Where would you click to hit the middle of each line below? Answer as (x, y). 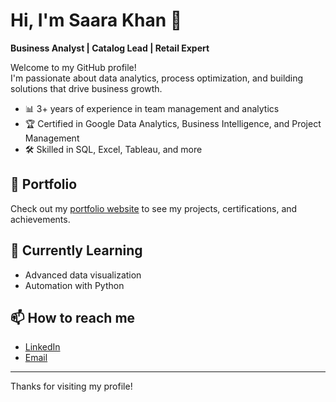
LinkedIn (42, 347)
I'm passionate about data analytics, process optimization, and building (157, 78)
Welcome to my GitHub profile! (73, 67)
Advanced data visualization (83, 275)
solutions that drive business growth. (86, 88)
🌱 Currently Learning (76, 250)
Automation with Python (74, 285)
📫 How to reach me (73, 317)
